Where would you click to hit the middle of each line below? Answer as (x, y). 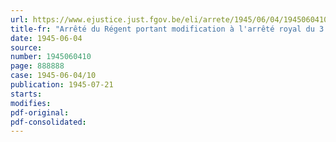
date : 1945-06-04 (46, 38)
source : (26, 47)
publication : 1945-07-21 (62, 85)
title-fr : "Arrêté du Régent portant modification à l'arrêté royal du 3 (167, 29)
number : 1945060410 (51, 57)
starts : (26, 94)
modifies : (31, 103)
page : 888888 (37, 66)
